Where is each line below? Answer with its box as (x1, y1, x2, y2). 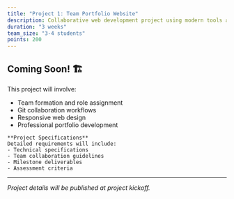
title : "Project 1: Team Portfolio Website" (7, 10, 139, 17)
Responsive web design (17, 113, 86, 121)
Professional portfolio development (17, 120, 118, 129)
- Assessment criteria (7, 165, 73, 172)
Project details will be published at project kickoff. (7, 183, 150, 192)
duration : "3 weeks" (7, 23, 68, 30)
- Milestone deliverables (7, 159, 82, 165)
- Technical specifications (7, 146, 89, 154)
